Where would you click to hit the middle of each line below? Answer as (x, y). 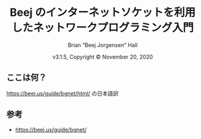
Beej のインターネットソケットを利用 (103, 12)
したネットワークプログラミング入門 (102, 28)
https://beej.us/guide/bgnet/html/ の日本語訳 (63, 93)
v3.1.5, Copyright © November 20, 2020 (103, 57)
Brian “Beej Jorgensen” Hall (103, 45)
